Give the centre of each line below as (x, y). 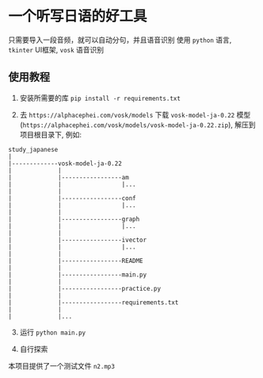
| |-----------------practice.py (84, 288)
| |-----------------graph (74, 219)
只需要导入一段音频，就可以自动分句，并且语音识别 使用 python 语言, (120, 40)
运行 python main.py (52, 332)
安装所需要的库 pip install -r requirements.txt (100, 98)
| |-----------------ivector (78, 240)
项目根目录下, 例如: (50, 134)
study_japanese (33, 149)
